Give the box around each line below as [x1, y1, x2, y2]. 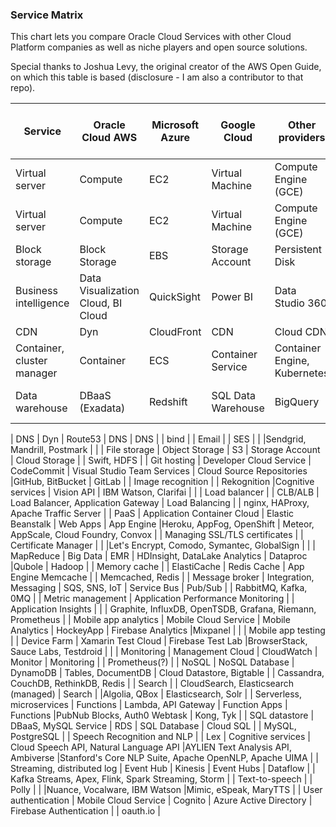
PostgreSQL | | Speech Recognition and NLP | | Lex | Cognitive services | [10, 731, 311, 743]
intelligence [15, 296, 70, 310]
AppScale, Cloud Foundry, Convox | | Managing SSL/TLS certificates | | [10, 529, 304, 541]
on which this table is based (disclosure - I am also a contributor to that [10, 71, 304, 83]
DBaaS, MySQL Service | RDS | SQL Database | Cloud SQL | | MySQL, [10, 720, 297, 732]
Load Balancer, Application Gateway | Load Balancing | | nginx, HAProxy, [10, 497, 310, 509]
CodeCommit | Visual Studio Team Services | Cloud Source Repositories [10, 465, 308, 477]
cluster [15, 354, 48, 368]
